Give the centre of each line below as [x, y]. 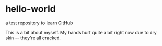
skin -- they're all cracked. [33, 38]
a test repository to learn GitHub [39, 23]
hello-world [31, 9]
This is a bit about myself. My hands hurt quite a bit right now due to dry [81, 32]
